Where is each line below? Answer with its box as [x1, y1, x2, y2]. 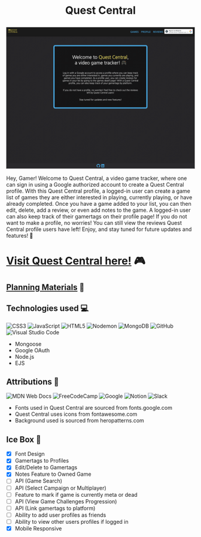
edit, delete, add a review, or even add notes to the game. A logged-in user [6, 206, 191, 214]
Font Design [14, 451, 45, 458]
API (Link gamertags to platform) [14, 505, 96, 512]
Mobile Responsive [14, 524, 62, 532]
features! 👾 [6, 232, 33, 239]
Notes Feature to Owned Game [14, 470, 92, 478]
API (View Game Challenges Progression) [14, 497, 117, 505]
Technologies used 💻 [6, 304, 89, 314]
